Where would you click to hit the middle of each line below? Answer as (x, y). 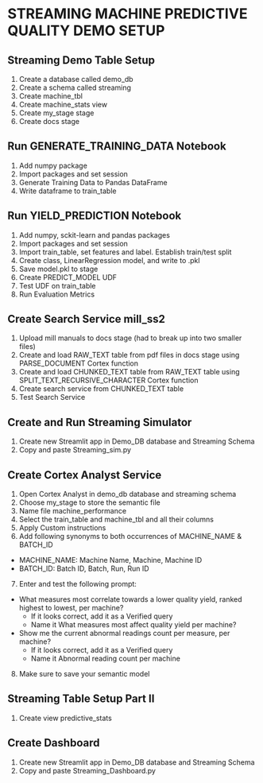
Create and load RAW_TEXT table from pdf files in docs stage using (129, 355)
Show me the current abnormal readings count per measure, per (124, 634)
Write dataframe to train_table (68, 191)
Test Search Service (52, 397)
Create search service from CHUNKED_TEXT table (101, 389)
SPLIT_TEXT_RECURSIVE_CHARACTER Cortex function (108, 380)
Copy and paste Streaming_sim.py (75, 450)
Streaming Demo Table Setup (81, 60)
